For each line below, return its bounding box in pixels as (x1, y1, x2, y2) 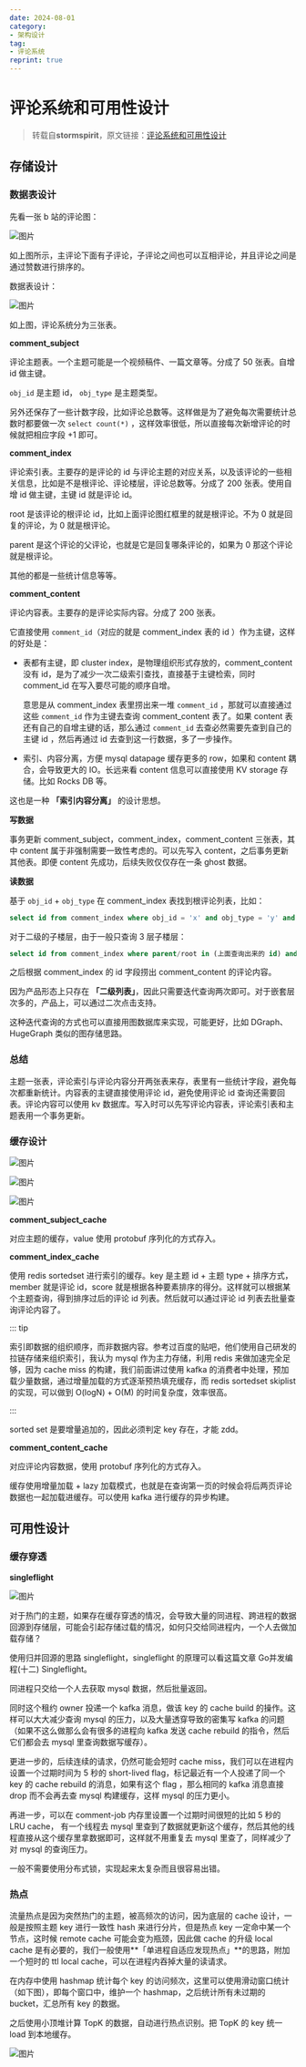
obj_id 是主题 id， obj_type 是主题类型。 (9, 386, 162, 397)
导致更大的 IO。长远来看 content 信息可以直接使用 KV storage (46, 764, 279, 775)
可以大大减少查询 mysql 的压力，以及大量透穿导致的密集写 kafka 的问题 (16, 1713, 285, 1724)
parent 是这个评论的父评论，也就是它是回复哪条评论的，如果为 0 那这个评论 (9, 539, 293, 550)
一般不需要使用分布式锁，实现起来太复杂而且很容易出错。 (9, 1863, 225, 1874)
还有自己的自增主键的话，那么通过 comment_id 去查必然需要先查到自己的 (22, 722, 292, 733)
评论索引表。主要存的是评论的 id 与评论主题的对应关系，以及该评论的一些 (9, 466, 284, 477)
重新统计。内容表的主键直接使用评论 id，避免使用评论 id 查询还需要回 (25, 1086, 285, 1098)
